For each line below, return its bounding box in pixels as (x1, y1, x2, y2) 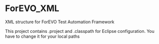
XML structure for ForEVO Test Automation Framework (5, 19, 115, 25)
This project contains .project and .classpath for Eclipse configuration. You (5, 28, 155, 34)
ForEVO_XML (5, 3, 59, 14)
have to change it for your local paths (5, 33, 80, 39)
